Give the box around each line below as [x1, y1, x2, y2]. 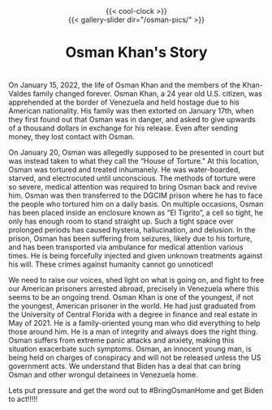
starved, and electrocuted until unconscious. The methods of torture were [8, 173, 256, 183]
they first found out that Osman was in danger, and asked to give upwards [8, 115, 256, 125]
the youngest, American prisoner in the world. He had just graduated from [8, 301, 256, 311]
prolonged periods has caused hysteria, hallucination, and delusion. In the [8, 225, 256, 235]
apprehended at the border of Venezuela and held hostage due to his [8, 97, 240, 107]
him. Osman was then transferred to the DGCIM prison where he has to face [8, 190, 263, 200]
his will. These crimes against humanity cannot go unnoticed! [8, 259, 214, 269]
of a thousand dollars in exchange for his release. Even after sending [8, 123, 238, 133]
